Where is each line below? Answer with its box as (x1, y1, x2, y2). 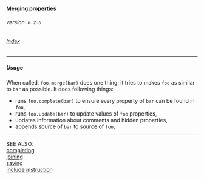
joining (6, 153, 23, 160)
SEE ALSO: (6, 140, 34, 148)
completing (6, 147, 35, 154)
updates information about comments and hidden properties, (15, 117, 168, 124)
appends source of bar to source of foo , (15, 123, 115, 130)
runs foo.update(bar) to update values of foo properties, (15, 110, 157, 117)
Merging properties (6, 5, 56, 12)
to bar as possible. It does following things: (6, 85, 114, 93)
